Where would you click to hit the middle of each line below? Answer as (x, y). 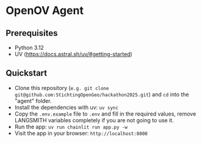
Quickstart (27, 73)
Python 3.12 (29, 47)
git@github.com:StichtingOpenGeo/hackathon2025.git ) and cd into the (102, 94)
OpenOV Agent (45, 11)
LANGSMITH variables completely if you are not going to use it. (94, 120)
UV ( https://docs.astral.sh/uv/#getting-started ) (73, 54)
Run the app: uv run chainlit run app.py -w (71, 127)
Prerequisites (32, 33)
